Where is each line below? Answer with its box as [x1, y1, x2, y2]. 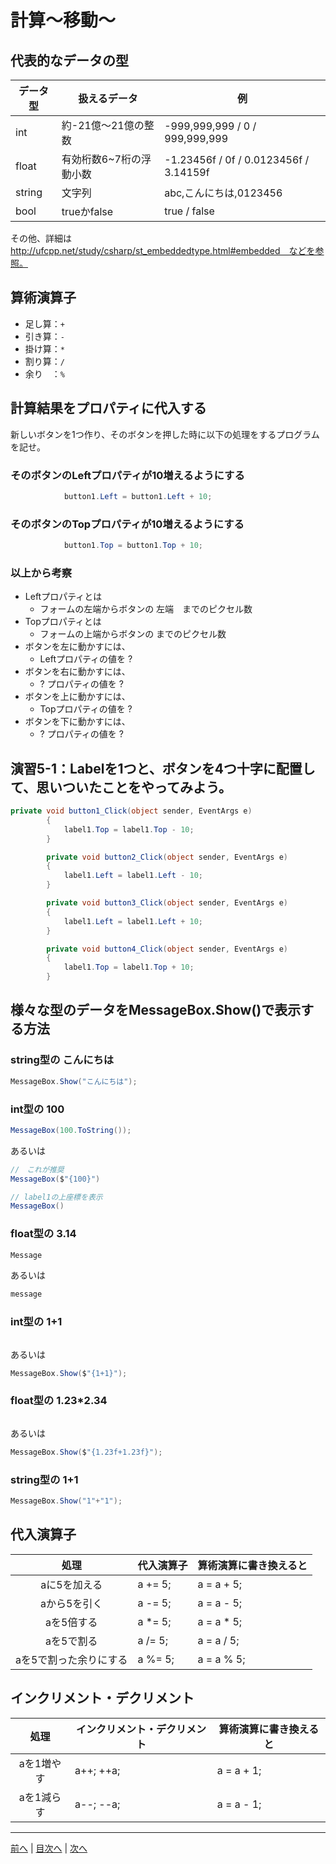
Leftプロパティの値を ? [39, 653, 133, 665]
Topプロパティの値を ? [39, 703, 133, 715]
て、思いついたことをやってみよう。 [10, 779, 232, 796]
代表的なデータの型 [10, 52, 129, 69]
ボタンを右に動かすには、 [24, 666, 131, 678]
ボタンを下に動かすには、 [24, 716, 131, 728]
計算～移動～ [10, 9, 117, 32]
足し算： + [24, 317, 65, 330]
